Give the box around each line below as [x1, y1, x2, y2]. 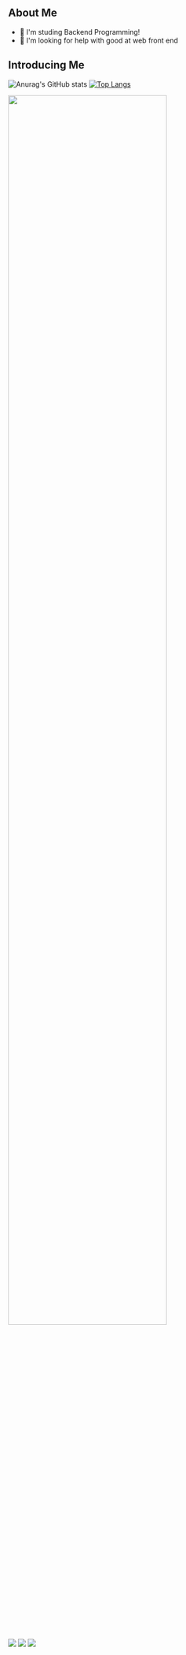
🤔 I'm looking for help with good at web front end [19, 35, 179, 45]
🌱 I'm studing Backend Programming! [19, 27, 140, 36]
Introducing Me [8, 58, 85, 72]
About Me [8, 6, 57, 20]
